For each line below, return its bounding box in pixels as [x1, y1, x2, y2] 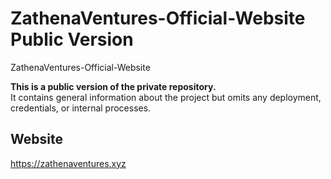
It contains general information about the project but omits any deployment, [10, 91, 322, 103]
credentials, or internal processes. [10, 102, 152, 114]
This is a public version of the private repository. [10, 80, 217, 92]
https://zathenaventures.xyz [10, 157, 127, 169]
